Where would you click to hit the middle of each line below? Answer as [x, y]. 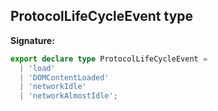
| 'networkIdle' [53, 87]
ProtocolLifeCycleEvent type [102, 16]
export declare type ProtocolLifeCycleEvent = [109, 59]
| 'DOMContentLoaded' [64, 77]
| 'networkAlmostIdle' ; [68, 96]
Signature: [32, 40]
